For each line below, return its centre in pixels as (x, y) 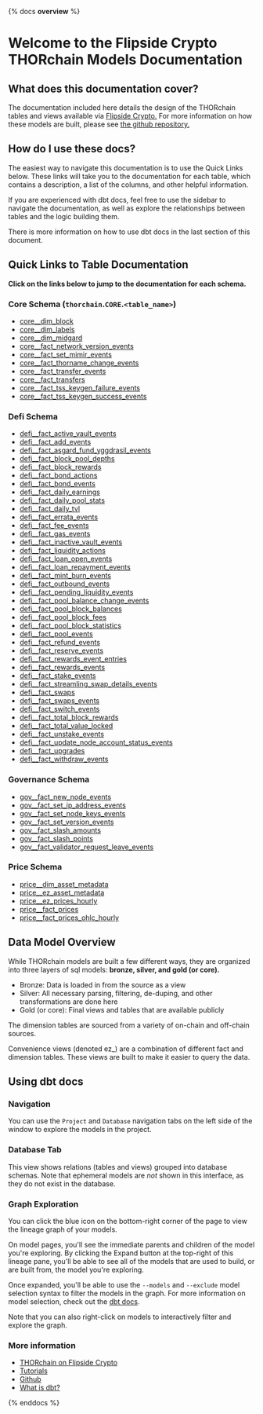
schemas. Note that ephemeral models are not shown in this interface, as (126, 1175)
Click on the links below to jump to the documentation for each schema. (127, 284)
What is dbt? (40, 1388)
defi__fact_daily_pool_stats (62, 500)
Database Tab (35, 1150)
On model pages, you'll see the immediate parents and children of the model (131, 1244)
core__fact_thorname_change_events (79, 363)
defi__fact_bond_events (58, 484)
